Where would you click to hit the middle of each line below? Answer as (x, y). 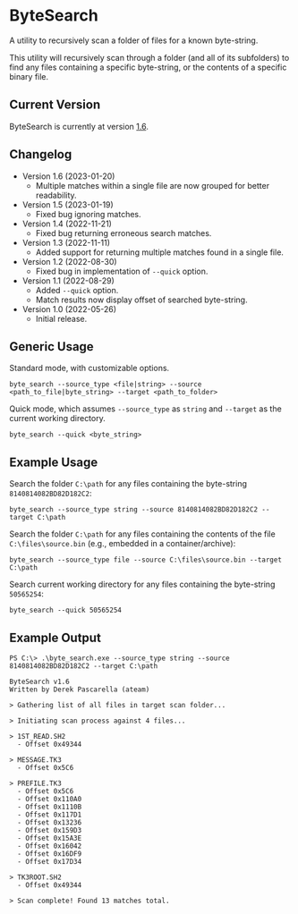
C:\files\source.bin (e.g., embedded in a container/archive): (123, 544)
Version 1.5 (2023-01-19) (68, 204)
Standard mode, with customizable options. (89, 368)
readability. (56, 195)
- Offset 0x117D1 (50, 815)
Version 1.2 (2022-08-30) (70, 261)
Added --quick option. (77, 290)
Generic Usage (51, 347)
